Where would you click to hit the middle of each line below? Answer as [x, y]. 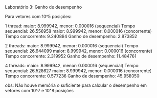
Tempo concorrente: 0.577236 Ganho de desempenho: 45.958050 [72, 76]
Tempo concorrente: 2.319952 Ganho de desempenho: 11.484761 [71, 56]
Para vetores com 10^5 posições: [38, 16]
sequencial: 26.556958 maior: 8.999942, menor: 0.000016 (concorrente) [78, 31]
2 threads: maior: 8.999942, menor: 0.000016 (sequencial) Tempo [72, 46]
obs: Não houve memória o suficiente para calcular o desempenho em [76, 85]
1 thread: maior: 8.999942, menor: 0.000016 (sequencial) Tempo [70, 26]
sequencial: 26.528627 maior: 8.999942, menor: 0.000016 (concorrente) [78, 71]
